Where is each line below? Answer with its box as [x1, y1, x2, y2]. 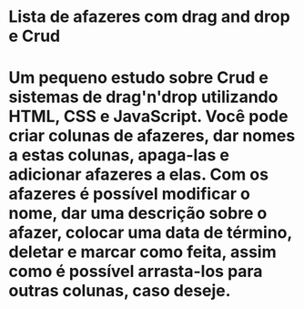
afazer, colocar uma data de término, [8, 222, 292, 243]
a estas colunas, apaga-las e [8, 145, 229, 166]
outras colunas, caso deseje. [8, 281, 231, 302]
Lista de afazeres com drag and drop [8, 6, 290, 27]
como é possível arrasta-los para [8, 262, 263, 282]
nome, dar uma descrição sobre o [8, 203, 268, 224]
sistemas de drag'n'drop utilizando [8, 87, 279, 108]
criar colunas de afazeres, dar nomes [8, 126, 296, 147]
